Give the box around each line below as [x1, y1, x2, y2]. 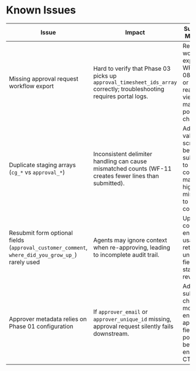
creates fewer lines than [93, 172, 159, 180]
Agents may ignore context [93, 236, 167, 244]
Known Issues [6, 4, 76, 17]
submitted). [93, 179, 125, 187]
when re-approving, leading [93, 243, 170, 251]
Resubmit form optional [9, 228, 73, 237]
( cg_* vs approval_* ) [9, 168, 65, 176]
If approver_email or [93, 307, 148, 315]
